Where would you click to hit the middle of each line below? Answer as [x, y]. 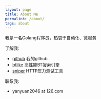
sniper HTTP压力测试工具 [38, 71]
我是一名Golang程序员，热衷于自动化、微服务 [51, 38]
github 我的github [30, 59]
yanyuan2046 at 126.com [38, 91]
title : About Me [21, 14]
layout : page [18, 10]
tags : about [17, 23]
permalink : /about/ [25, 19]
